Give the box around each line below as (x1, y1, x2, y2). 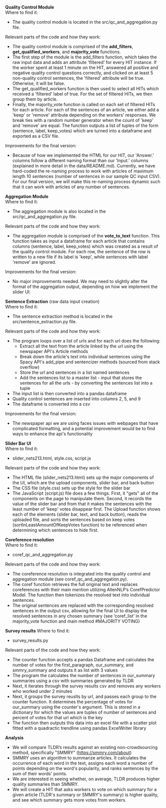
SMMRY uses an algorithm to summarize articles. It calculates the (12, 755, 147, 760)
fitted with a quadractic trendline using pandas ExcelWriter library (12, 725, 147, 731)
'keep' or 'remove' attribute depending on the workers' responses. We (12, 112, 156, 118)
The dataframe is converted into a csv (12, 401, 90, 407)
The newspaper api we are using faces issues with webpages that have (12, 420, 159, 426)
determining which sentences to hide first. (12, 527, 99, 533)
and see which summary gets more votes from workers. (12, 797, 127, 803)
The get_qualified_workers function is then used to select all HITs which (12, 86, 159, 91)
